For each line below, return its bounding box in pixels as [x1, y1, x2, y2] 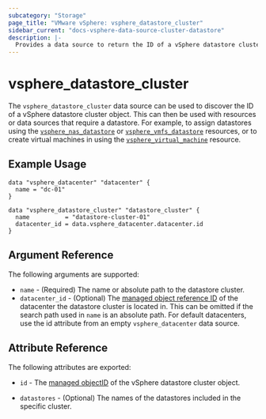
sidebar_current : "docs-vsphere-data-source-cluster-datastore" [8, 26, 225, 34]
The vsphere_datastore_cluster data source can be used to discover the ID [8, 101, 254, 111]
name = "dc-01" [15, 185, 66, 194]
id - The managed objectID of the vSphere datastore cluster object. [19, 377, 241, 387]
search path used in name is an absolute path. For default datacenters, [19, 310, 247, 319]
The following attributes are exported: [8, 362, 131, 372]
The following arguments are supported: [8, 270, 140, 279]
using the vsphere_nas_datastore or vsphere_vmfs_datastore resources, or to [8, 126, 257, 136]
